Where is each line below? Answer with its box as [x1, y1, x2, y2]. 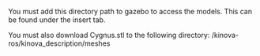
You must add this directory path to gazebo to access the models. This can [8, 7, 253, 16]
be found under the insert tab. [8, 15, 106, 24]
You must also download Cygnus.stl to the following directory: [8, 31, 210, 39]
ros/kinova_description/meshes [8, 39, 111, 48]
